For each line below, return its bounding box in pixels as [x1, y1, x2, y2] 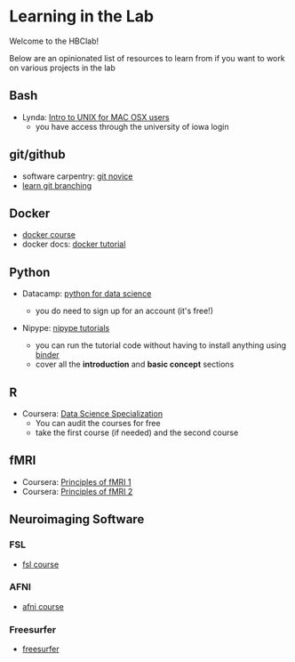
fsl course [21, 559, 60, 569]
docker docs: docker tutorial [21, 238, 126, 250]
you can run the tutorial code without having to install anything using [35, 340, 287, 351]
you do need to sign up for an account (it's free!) [35, 305, 213, 317]
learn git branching [21, 180, 92, 190]
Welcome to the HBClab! [9, 36, 100, 46]
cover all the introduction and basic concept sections [35, 359, 235, 370]
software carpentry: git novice [21, 171, 133, 182]
